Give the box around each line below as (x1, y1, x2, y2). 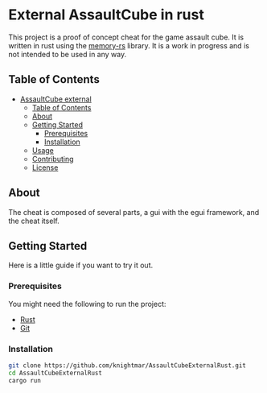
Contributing (31, 154, 74, 163)
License (31, 163, 59, 172)
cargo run (8, 376, 42, 384)
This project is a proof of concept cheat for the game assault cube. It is (8, 32, 244, 42)
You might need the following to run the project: (8, 299, 166, 308)
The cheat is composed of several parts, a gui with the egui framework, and (8, 207, 260, 217)
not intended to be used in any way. (8, 49, 127, 59)
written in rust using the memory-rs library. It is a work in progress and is (8, 40, 249, 50)
